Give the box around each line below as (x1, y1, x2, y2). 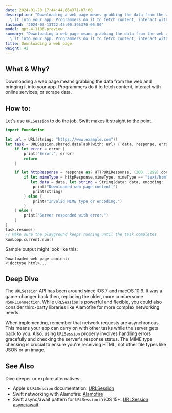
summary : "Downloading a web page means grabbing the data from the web (5, 31, 164, 36)
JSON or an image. (5, 347, 46, 353)
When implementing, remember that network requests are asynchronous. (5, 320, 160, 326)
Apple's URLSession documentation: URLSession (12, 385, 114, 391)
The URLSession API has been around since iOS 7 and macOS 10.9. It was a (5, 288, 162, 294)
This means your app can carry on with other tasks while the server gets (5, 325, 159, 331)
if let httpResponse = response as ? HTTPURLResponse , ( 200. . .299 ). (14, 170, 161, 175)
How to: (5, 104, 31, 113)
